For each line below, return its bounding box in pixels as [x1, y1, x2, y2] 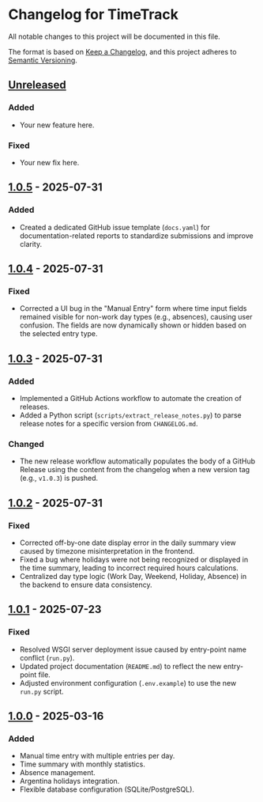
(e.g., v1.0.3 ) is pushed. [19, 473, 99, 483]
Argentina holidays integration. [19, 777, 120, 786]
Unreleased [8, 78, 67, 92]
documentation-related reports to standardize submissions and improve [19, 231, 254, 240]
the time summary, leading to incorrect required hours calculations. [19, 563, 239, 573]
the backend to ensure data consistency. [19, 580, 152, 589]
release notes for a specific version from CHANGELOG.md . [19, 418, 199, 428]
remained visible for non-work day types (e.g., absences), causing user [19, 312, 253, 322]
